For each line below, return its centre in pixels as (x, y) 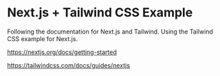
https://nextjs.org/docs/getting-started (62, 52)
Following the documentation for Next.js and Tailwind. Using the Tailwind (110, 31)
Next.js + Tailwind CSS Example (100, 13)
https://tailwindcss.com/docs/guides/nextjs (69, 65)
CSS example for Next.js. (42, 38)
